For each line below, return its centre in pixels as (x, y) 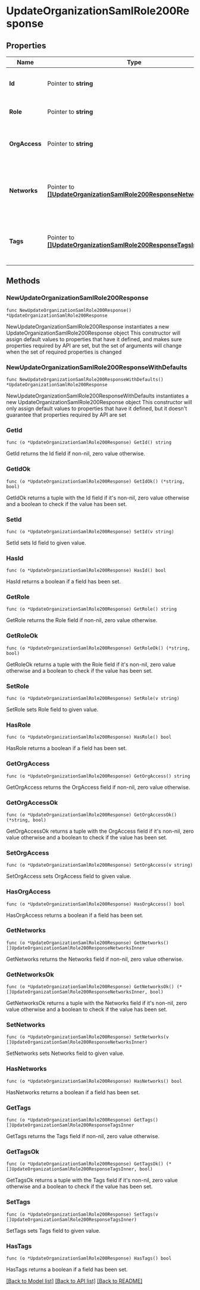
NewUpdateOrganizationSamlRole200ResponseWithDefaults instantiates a (98, 396)
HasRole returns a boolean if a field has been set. (67, 748)
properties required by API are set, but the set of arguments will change (94, 345)
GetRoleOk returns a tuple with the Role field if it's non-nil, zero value (91, 664)
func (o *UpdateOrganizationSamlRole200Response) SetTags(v (82, 1214)
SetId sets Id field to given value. (46, 542)
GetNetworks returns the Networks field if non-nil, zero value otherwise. (95, 959)
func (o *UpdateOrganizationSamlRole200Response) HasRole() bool (89, 737)
